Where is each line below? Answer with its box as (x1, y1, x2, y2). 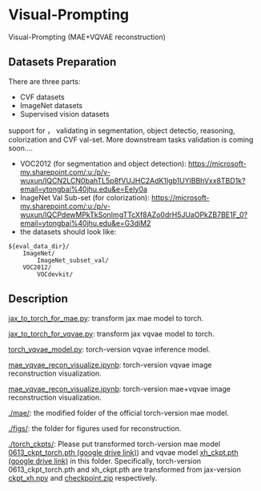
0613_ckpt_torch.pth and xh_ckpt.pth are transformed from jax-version (8, 465, 242, 474)
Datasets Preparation (8, 55, 117, 69)
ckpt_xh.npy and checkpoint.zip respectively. (8, 473, 158, 482)
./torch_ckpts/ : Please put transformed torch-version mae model (8, 439, 221, 449)
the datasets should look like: (19, 227, 117, 236)
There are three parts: (8, 76, 81, 86)
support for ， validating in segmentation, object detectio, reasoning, (8, 126, 235, 135)
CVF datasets (19, 92, 66, 102)
